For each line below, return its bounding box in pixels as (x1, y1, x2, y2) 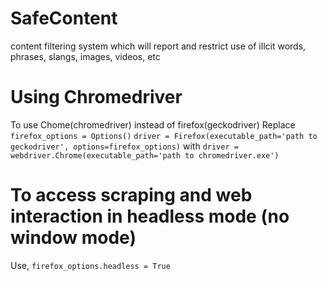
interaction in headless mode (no (10, 205, 290, 228)
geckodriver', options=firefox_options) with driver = (10, 140, 239, 152)
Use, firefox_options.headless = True (10, 259, 171, 271)
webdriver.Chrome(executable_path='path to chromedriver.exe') (10, 150, 280, 161)
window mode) (10, 227, 137, 249)
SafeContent (10, 7, 118, 30)
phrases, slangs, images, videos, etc (10, 50, 161, 62)
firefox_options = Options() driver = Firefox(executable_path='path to (10, 131, 318, 141)
